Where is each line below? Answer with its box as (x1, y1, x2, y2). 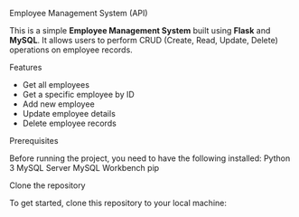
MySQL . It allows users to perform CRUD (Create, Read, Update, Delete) (9, 35, 278, 45)
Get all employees (22, 80, 90, 90)
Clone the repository (9, 180, 86, 191)
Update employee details (22, 108, 116, 118)
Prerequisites (9, 136, 59, 146)
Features (9, 62, 42, 72)
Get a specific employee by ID (22, 90, 135, 99)
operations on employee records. (9, 44, 133, 55)
